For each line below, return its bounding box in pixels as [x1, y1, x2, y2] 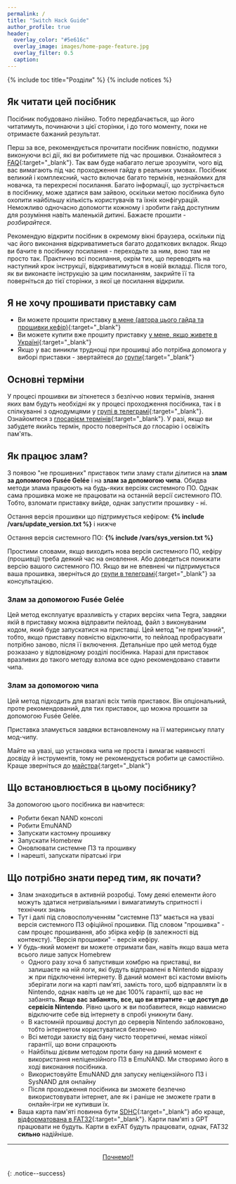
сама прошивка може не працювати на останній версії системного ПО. [7, 491, 223, 499]
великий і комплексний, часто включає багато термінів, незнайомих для [7, 173, 226, 182]
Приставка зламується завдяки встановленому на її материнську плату [7, 725, 225, 733]
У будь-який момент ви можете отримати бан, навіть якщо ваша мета [17, 943, 229, 952]
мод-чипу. [7, 733, 39, 741]
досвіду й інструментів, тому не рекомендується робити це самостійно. [7, 754, 225, 762]
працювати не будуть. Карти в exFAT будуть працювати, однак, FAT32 [17, 1123, 229, 1131]
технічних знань [17, 906, 66, 914]
